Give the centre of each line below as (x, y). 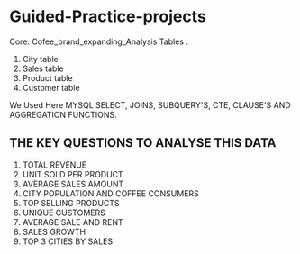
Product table (48, 77)
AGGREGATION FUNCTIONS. (63, 114)
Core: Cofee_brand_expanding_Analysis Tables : (99, 41)
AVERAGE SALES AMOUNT (73, 184)
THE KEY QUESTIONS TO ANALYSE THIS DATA (143, 143)
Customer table (51, 87)
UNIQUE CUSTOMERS (64, 213)
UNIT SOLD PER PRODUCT (73, 174)
